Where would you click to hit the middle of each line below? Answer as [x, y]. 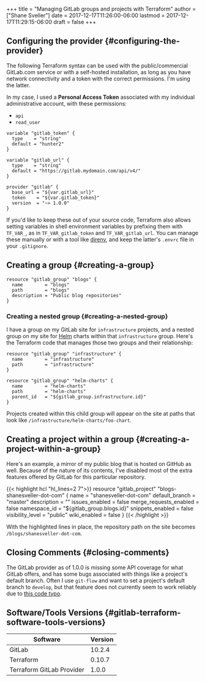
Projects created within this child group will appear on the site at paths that [101, 413]
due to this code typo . [34, 593]
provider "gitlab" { [33, 187]
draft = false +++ [75, 22]
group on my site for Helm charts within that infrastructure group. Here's [100, 336]
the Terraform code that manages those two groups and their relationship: [100, 343]
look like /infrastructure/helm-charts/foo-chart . [69, 420]
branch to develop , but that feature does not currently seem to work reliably [102, 587]
